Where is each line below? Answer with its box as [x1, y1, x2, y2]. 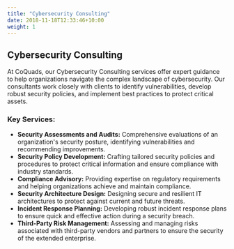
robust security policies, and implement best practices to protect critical [7, 90, 214, 98]
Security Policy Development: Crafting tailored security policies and [17, 153, 215, 161]
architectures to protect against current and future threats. [17, 197, 185, 206]
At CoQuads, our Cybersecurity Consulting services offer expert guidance [7, 68, 220, 76]
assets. [7, 97, 28, 105]
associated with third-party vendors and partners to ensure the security [17, 227, 224, 235]
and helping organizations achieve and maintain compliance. [17, 182, 192, 190]
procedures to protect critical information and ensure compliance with [17, 160, 219, 168]
